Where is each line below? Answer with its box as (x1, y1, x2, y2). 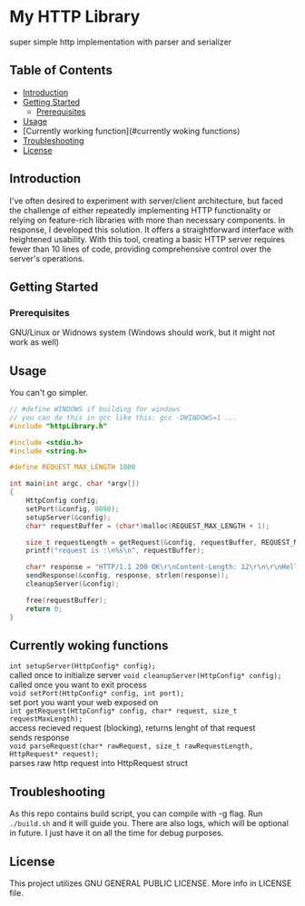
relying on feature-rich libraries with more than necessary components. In (9, 214, 286, 225)
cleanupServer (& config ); (25, 579, 120, 589)
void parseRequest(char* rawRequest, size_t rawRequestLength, (9, 742, 254, 751)
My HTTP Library (9, 6, 141, 27)
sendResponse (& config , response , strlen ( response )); (25, 571, 230, 580)
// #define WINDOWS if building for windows (9, 405, 181, 414)
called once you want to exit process (9, 679, 147, 691)
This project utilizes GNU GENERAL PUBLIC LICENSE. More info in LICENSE (9, 878, 292, 889)
